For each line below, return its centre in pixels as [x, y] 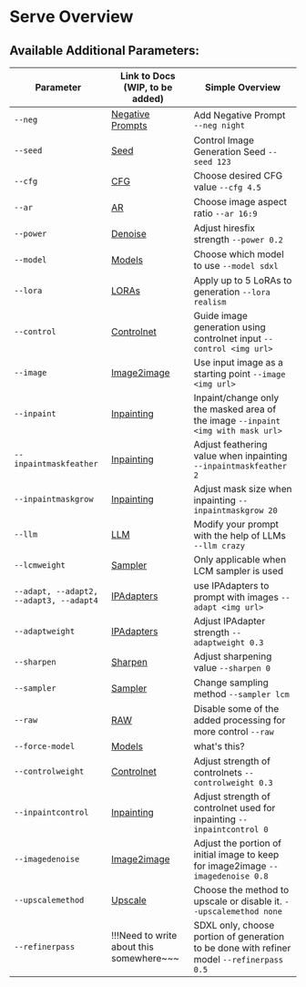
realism [210, 302]
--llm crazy [219, 545]
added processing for [240, 720]
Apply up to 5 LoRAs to [243, 280]
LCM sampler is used [239, 571]
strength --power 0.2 [239, 239]
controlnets [218, 772]
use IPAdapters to [231, 586]
